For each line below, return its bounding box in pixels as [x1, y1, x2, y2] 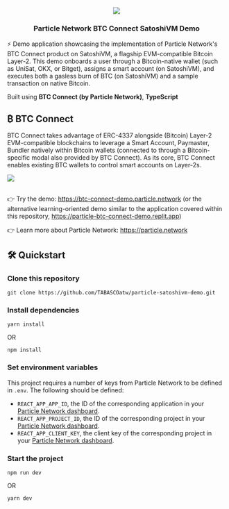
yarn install [7, 321, 45, 328]
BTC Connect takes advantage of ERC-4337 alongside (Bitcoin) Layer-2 [7, 131, 212, 140]
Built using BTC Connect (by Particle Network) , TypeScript [7, 93, 178, 101]
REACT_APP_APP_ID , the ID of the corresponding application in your [17, 399, 205, 408]
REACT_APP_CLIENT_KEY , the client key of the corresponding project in [17, 428, 212, 437]
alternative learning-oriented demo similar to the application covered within [7, 204, 223, 212]
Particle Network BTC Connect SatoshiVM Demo [33, 24, 200, 33]
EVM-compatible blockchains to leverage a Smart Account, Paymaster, [7, 139, 210, 147]
